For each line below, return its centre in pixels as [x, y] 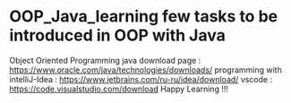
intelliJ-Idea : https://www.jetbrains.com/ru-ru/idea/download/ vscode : [141, 79]
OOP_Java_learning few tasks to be [144, 17]
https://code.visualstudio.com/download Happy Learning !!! [119, 89]
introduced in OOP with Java [117, 35]
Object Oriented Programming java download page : [105, 60]
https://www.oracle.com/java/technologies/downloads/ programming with [145, 70]
